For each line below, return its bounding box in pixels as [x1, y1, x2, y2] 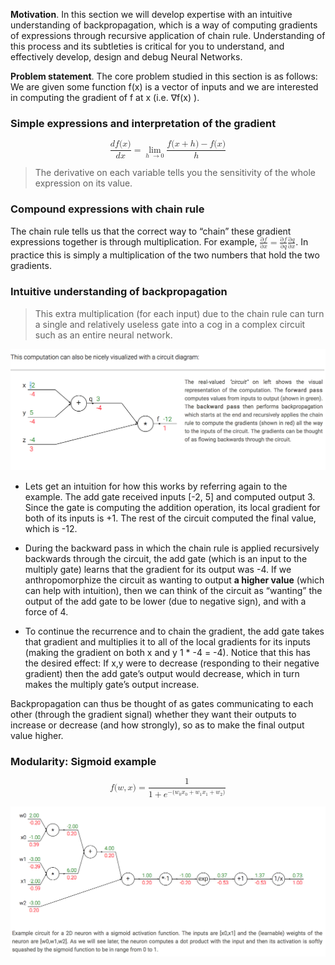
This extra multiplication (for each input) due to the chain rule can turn [34, 307, 325, 319]
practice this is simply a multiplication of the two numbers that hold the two [10, 249, 320, 261]
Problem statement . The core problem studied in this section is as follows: [10, 70, 318, 82]
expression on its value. [34, 177, 133, 189]
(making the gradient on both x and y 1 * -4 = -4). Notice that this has [24, 646, 311, 658]
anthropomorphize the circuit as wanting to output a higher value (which [24, 574, 325, 586]
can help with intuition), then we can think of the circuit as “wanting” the [24, 584, 323, 596]
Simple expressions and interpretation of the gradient [10, 116, 277, 130]
